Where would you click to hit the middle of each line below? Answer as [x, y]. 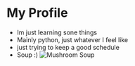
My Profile [37, 13]
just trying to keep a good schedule [68, 47]
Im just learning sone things [57, 32]
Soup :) [27, 55]
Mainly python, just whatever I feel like [72, 39]
